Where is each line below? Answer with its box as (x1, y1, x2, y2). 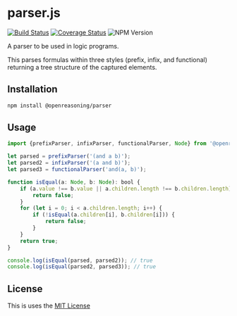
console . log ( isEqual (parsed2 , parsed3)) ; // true (7, 263, 157, 270)
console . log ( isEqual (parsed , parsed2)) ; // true (7, 257, 153, 264)
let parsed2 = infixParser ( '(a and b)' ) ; (7, 160, 131, 167)
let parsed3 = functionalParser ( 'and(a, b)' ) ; (7, 166, 147, 173)
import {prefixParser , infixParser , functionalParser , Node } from (7, 140, 207, 147)
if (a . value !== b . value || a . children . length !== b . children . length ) (20, 185, 232, 192)
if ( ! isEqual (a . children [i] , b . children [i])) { (32, 211, 175, 219)
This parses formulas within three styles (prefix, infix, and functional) (7, 55, 208, 64)
